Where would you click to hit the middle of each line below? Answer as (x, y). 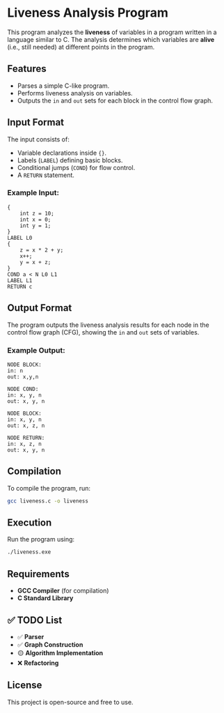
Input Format (36, 122)
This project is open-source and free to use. (70, 702)
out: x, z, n (26, 426)
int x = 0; (35, 220)
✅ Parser (31, 636)
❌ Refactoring (38, 663)
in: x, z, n (24, 444)
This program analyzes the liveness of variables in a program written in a (112, 32)
